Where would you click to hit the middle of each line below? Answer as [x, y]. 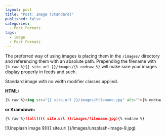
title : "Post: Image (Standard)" [40, 14]
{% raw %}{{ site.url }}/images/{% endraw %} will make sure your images [81, 66]
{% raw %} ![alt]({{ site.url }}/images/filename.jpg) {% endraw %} [75, 118]
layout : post [19, 10]
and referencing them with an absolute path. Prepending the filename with [81, 61]
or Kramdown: [20, 109]
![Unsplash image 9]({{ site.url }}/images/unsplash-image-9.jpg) [70, 128]
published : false [23, 19]
